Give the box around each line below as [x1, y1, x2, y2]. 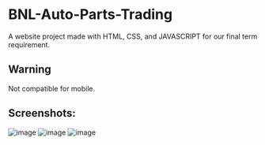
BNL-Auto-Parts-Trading [8, 6, 172, 24]
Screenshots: [8, 106, 77, 120]
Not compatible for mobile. [8, 84, 96, 93]
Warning [8, 63, 51, 76]
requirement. [8, 39, 50, 49]
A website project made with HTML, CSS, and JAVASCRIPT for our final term [8, 32, 258, 41]
